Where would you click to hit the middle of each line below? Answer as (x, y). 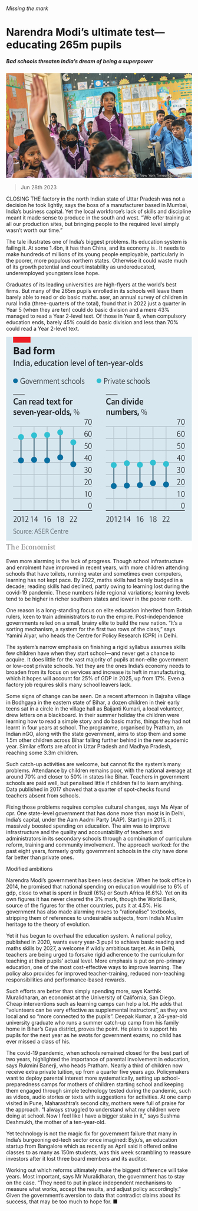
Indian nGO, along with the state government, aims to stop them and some (96, 734)
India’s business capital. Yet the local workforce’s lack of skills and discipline (99, 211)
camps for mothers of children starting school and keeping (112, 1084)
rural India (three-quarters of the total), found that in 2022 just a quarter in (96, 303)
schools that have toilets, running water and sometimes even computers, (94, 574)
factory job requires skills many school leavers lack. (69, 685)
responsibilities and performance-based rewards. (66, 980)
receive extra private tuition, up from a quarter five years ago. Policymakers (98, 1072)
